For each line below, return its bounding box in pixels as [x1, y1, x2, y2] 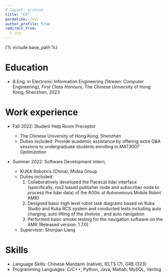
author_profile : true [5, 21, 50, 27]
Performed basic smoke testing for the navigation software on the [27, 216, 163, 222]
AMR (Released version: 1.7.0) [27, 221, 89, 227]
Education [5, 62, 48, 73]
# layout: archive [5, 7, 43, 13]
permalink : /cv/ [5, 17, 39, 22]
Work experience [5, 107, 78, 118]
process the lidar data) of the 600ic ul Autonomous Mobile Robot [27, 189, 161, 195]
